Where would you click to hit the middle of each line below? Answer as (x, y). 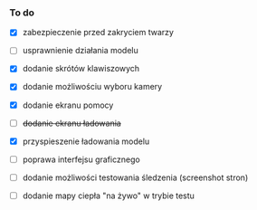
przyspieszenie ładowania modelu (86, 141)
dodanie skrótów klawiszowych (81, 69)
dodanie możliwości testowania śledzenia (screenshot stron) (135, 177)
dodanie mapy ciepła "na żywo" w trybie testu (108, 196)
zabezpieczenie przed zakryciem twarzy (98, 33)
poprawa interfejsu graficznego (81, 159)
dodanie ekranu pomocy (68, 105)
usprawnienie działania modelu (80, 51)
